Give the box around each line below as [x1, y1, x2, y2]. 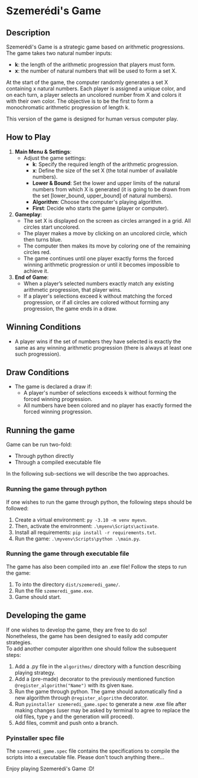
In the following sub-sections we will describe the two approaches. [6, 470, 170, 477]
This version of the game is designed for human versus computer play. [6, 115, 178, 122]
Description [6, 28, 50, 38]
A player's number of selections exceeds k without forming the [23, 389, 177, 396]
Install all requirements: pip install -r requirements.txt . [14, 529, 157, 536]
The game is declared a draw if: [14, 383, 92, 390]
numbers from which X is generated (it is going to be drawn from [32, 185, 190, 193]
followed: [6, 504, 29, 512]
